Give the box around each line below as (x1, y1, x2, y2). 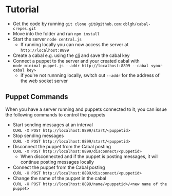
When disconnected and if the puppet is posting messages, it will (20, 153, 159, 160)
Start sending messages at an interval (12, 122, 93, 128)
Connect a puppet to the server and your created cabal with (12, 57, 140, 64)
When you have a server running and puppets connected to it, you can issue (5, 106, 167, 112)
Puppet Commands (5, 92, 68, 101)
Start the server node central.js (12, 36, 82, 42)
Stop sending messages (12, 132, 64, 139)
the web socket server (20, 77, 68, 84)
